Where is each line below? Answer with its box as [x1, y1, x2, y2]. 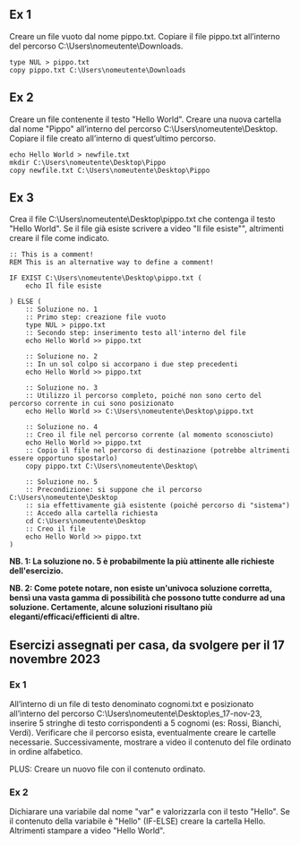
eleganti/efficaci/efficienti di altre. [9, 611, 141, 622]
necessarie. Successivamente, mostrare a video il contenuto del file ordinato [9, 737, 292, 747]
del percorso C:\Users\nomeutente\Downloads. [9, 40, 184, 51]
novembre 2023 [9, 651, 101, 667]
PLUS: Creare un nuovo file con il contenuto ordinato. [9, 763, 206, 774]
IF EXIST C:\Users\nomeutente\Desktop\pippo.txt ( [9, 273, 202, 283]
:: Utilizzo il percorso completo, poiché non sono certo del [25, 392, 262, 401]
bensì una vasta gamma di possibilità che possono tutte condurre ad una [9, 592, 286, 603]
